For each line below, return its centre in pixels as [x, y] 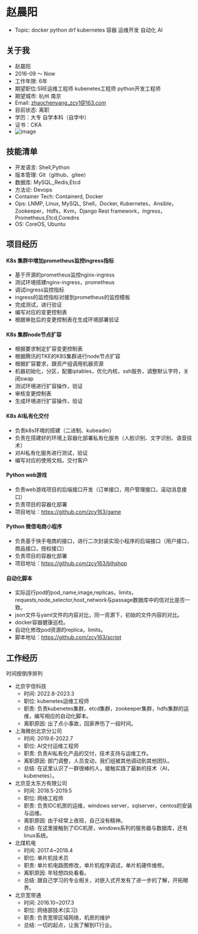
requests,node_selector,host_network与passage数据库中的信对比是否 [100, 600]
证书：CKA [28, 125]
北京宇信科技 [30, 686]
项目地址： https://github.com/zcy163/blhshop [71, 563]
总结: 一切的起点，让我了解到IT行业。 [69, 925]
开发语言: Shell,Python [42, 167]
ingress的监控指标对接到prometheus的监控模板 [73, 297]
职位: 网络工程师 [43, 798]
